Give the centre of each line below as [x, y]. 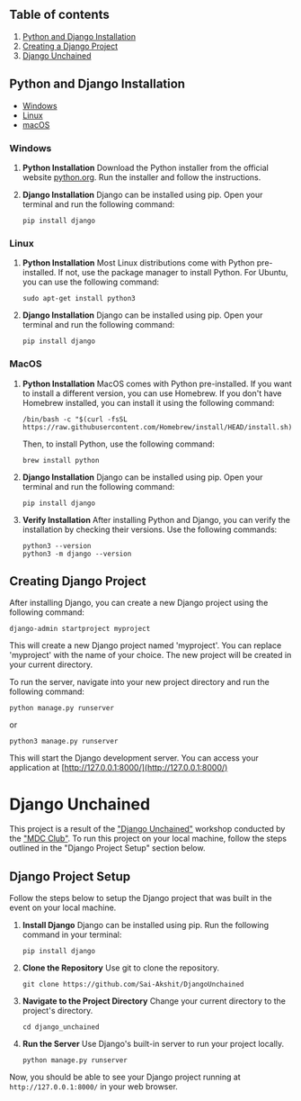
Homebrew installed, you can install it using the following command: [148, 402]
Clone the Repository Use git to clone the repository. [121, 968]
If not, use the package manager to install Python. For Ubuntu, [173, 273]
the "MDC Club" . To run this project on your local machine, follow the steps [148, 839]
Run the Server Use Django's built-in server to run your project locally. [153, 1044]
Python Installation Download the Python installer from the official [146, 167]
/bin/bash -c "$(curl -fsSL [75, 419]
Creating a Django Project [70, 46]
